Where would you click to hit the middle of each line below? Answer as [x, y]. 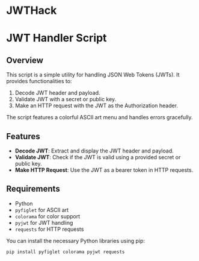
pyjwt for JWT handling [44, 222]
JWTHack [32, 11]
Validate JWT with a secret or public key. [66, 99]
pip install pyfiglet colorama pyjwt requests [66, 252]
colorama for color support [47, 216]
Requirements [33, 189]
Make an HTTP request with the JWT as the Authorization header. [96, 105]
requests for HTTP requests [49, 229]
